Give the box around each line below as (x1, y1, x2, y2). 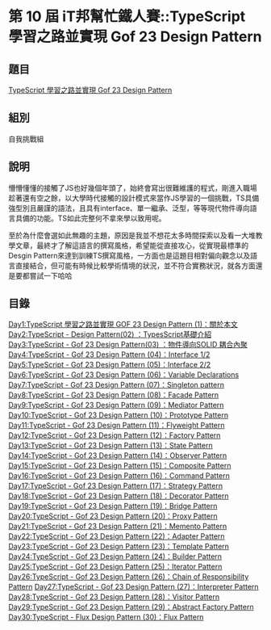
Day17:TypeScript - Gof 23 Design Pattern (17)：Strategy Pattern (8, 481, 223, 491)
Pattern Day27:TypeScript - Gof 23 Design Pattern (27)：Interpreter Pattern (8, 582, 260, 592)
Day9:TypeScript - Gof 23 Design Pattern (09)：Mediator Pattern (8, 401, 224, 410)
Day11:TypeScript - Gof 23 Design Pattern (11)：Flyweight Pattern (8, 421, 225, 430)
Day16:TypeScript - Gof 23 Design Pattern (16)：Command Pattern (8, 471, 230, 481)
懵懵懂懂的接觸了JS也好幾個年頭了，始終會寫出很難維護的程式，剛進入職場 (8, 183, 257, 192)
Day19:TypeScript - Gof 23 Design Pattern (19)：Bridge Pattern (8, 502, 218, 511)
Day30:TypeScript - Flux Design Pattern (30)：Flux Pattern (8, 612, 204, 622)
